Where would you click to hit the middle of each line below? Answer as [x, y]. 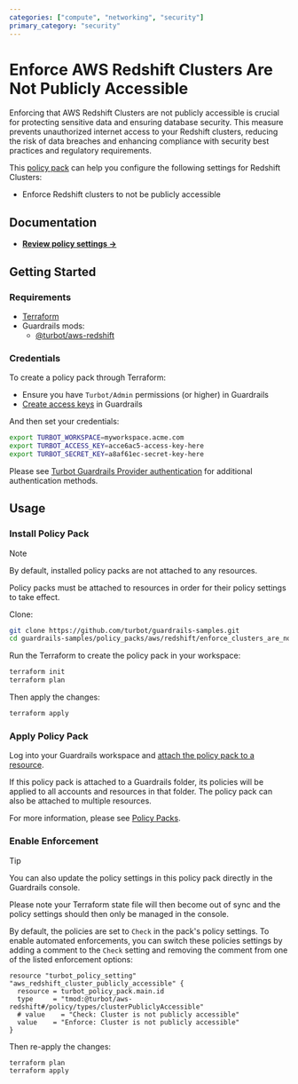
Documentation [53, 222]
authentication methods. [54, 480]
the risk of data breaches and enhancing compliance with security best [139, 141]
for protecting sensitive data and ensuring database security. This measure [146, 123]
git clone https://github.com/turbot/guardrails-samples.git [125, 630]
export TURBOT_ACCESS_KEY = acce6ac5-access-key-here [106, 446]
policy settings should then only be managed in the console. [119, 914]
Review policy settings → [69, 244]
